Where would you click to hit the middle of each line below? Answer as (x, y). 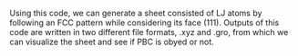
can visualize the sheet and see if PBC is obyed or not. (112, 42)
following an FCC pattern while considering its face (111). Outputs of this (144, 23)
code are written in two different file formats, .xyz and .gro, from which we (149, 32)
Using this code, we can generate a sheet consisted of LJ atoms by (136, 13)
